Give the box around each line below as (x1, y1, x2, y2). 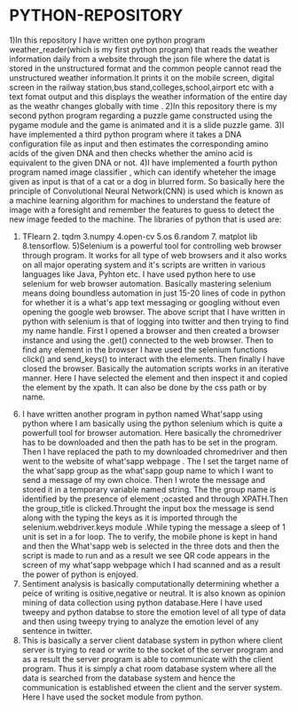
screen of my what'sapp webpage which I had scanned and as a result (21, 559, 281, 570)
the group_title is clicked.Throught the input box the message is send (21, 502, 275, 513)
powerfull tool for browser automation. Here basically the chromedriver (21, 427, 282, 438)
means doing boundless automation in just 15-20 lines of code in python (21, 288, 286, 298)
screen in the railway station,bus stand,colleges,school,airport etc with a (9, 82, 275, 92)
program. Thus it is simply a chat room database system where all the (21, 663, 277, 674)
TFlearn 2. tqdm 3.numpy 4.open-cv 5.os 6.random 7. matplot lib (21, 231, 258, 241)
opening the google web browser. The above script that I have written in (21, 306, 286, 317)
